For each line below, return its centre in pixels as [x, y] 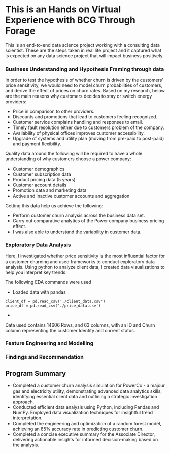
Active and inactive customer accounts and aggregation [71, 196]
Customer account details [40, 185]
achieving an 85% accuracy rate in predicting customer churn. [78, 429]
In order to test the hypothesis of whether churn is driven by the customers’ [84, 80]
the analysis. [26, 445]
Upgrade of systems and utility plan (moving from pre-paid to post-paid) [88, 139]
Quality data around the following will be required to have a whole [74, 154]
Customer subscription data [42, 174]
